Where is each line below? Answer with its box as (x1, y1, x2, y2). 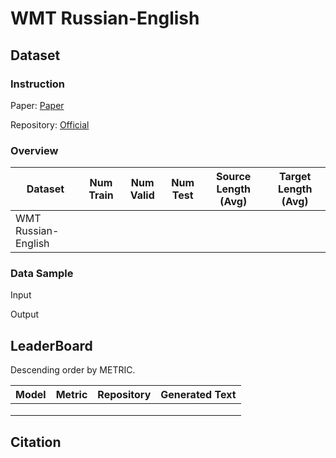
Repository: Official (10, 118, 90, 131)
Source (216, 170, 252, 184)
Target (279, 170, 312, 184)
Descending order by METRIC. (10, 364, 136, 376)
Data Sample (10, 267, 74, 281)
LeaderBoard (10, 337, 93, 354)
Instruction (10, 77, 66, 91)
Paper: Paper (10, 99, 65, 111)
